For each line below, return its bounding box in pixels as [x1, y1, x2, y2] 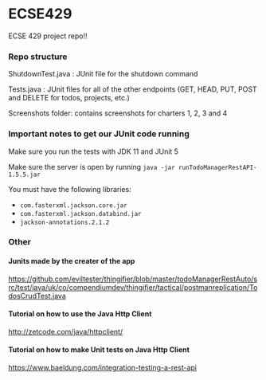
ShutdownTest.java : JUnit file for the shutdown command [8, 69, 198, 79]
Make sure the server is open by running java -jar [8, 162, 175, 171]
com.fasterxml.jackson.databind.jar [19, 210, 142, 217]
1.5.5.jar [8, 170, 41, 178]
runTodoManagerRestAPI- [178, 163, 257, 171]
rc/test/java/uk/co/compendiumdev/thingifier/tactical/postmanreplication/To [8, 282, 258, 292]
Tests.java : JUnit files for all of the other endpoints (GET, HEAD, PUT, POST [8, 84, 257, 94]
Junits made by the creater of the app [8, 257, 135, 266]
